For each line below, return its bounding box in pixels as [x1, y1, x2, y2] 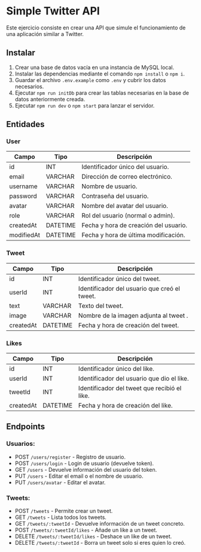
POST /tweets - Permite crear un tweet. [14, 508, 113, 515]
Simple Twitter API [6, 4, 100, 18]
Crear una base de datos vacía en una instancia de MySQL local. [14, 64, 175, 71]
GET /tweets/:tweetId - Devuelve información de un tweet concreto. [14, 520, 185, 527]
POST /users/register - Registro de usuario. [14, 453, 126, 460]
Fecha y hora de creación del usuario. [81, 221, 187, 230]
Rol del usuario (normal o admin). [81, 212, 175, 220]
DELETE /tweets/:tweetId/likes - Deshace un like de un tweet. [14, 533, 172, 540]
